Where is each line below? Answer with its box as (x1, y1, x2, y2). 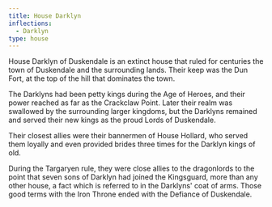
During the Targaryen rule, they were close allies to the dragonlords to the (8, 163, 255, 174)
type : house (8, 34, 49, 43)
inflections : (8, 19, 53, 27)
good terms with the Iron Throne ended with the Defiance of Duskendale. (8, 189, 253, 199)
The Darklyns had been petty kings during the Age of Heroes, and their (8, 90, 245, 99)
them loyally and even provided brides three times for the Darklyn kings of (8, 139, 256, 150)
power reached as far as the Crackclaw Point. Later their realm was (8, 98, 233, 108)
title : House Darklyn (8, 11, 82, 20)
